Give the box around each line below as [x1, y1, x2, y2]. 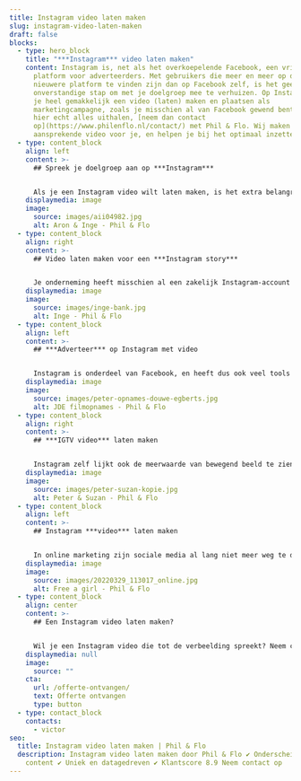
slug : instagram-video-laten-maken [9, 22, 142, 31]
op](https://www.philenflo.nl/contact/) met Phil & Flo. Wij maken [32, 122, 291, 131]
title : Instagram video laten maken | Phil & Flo [17, 742, 206, 750]
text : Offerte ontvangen [32, 692, 126, 701]
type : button [32, 700, 82, 709]
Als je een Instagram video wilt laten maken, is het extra [32, 188, 262, 197]
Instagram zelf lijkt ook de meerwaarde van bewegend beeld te [32, 460, 275, 469]
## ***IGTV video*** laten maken [32, 436, 159, 445]
